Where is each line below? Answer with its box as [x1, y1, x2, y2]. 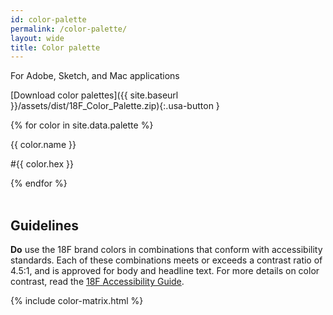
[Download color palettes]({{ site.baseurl [10, 89, 179, 101]
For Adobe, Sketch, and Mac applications [10, 70, 180, 82]
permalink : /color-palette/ [10, 24, 128, 34]
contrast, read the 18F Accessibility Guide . [10, 276, 185, 288]
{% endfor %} [10, 177, 68, 190]
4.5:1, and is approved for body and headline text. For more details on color [10, 265, 320, 277]
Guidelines [10, 217, 79, 234]
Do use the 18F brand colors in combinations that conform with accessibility [10, 244, 323, 256]
